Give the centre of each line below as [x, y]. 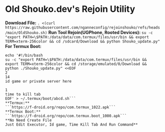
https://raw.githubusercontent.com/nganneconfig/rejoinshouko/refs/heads [83, 27]
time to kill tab [23, 94]
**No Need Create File [28, 120]
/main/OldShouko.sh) [26, 33]
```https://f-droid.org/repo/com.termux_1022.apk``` [61, 107]
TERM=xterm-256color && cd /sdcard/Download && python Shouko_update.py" [83, 41]
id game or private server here [38, 81]
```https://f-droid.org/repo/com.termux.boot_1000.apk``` [66, 116]
